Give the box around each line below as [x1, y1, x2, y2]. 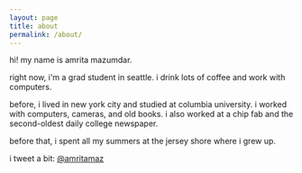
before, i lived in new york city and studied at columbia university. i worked [9, 99, 288, 110]
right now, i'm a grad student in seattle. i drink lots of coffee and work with [9, 72, 286, 83]
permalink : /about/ [9, 30, 83, 39]
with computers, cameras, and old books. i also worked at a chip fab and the [9, 109, 294, 120]
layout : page [9, 13, 59, 23]
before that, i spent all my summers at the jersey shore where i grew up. [9, 136, 277, 147]
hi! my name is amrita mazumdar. [9, 55, 133, 66]
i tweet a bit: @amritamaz [9, 153, 105, 164]
